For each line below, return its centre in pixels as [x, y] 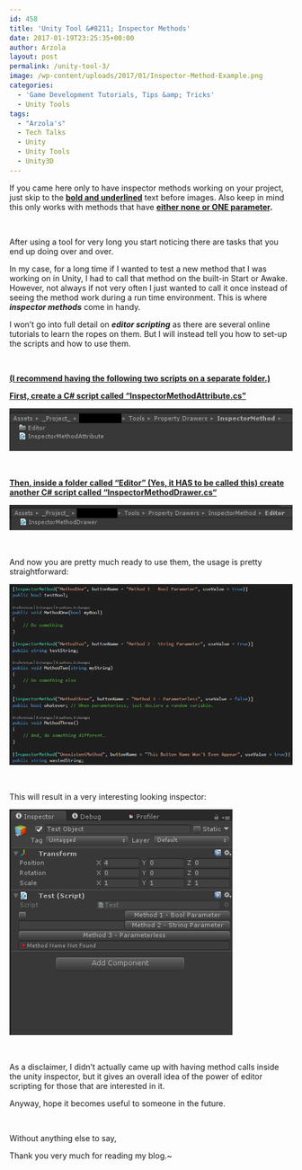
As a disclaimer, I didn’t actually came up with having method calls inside [144, 1067]
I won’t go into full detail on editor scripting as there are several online [140, 324]
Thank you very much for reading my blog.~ [91, 1156]
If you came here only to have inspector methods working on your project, [147, 188]
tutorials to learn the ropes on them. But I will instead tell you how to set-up [148, 333]
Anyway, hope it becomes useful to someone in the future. [118, 1103]
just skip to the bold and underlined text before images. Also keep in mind [147, 197]
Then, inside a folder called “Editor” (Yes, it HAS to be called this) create [147, 483]
